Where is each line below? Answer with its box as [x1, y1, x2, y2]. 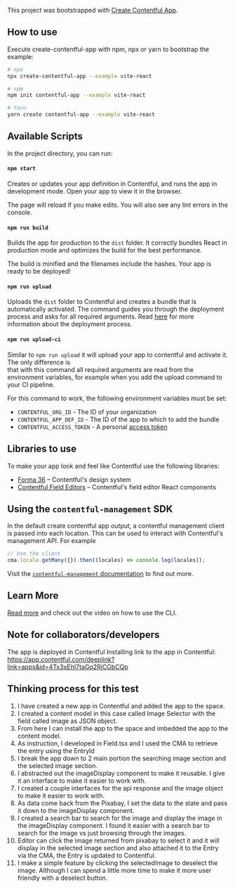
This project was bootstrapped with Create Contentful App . [7, 6, 178, 14]
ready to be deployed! [7, 267, 72, 276]
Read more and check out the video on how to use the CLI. [7, 608, 177, 617]
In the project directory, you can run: [7, 149, 113, 158]
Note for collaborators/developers [7, 629, 160, 641]
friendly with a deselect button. [17, 874, 108, 882]
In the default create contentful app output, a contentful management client [7, 522, 225, 530]
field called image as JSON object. [17, 717, 118, 725]
